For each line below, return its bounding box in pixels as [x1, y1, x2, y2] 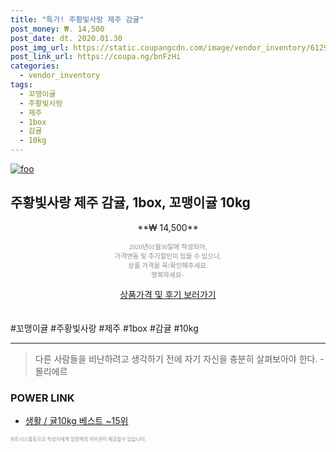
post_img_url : [10, 42, 70, 53]
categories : [10, 61, 60, 71]
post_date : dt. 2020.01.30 [10, 33, 123, 43]
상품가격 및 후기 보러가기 [119, 288, 217, 300]
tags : [10, 80, 33, 90]
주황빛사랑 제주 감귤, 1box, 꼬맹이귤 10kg [10, 194, 251, 211]
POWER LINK [10, 391, 75, 405]
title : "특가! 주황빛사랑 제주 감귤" [10, 14, 145, 25]
